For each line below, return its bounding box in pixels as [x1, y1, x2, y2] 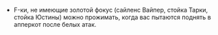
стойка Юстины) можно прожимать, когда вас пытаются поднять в [13, 13, 211, 21]
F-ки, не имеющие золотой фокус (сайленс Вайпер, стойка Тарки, [13, 6, 208, 14]
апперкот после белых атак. [13, 21, 97, 28]
